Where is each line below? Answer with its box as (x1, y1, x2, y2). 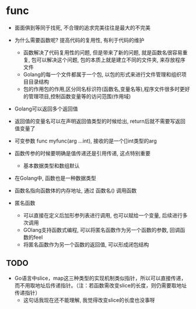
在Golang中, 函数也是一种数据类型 (14, 174, 96, 182)
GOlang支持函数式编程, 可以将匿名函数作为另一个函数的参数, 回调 (23, 226, 180, 233)
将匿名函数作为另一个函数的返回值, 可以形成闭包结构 (23, 241, 149, 248)
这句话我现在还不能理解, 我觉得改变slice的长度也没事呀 (23, 296, 155, 303)
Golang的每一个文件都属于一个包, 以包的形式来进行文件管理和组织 (23, 71, 182, 78)
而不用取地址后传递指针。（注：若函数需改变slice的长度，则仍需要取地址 (14, 282, 187, 289)
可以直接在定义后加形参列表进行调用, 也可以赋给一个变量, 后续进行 (23, 211, 183, 218)
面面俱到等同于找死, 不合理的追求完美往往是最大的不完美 (14, 24, 150, 31)
